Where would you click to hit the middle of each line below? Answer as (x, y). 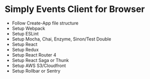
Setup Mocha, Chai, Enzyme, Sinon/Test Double (61, 39)
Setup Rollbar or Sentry (36, 70)
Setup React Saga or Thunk (40, 60)
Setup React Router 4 (34, 55)
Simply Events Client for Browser (75, 9)
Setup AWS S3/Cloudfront (39, 65)
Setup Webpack (29, 28)
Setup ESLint (25, 33)
